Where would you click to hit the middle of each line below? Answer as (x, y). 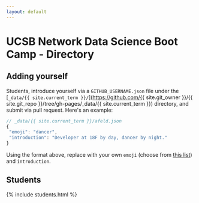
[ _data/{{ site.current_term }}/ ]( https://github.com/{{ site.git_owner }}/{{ (99, 97)
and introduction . (28, 161)
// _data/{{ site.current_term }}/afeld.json (64, 121)
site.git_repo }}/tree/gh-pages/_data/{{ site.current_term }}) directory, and (97, 103)
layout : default (26, 12)
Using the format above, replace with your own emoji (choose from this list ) (99, 155)
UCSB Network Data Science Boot (92, 41)
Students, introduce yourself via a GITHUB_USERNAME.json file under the (93, 91)
